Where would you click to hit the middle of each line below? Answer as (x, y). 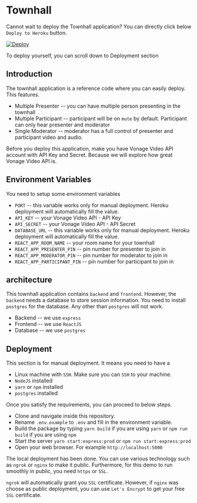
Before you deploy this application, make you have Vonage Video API (90, 148)
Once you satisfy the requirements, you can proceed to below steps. (89, 405)
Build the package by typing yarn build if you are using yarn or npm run (101, 429)
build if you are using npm (45, 435)
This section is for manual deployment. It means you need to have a (88, 363)
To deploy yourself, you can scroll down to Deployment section (82, 55)
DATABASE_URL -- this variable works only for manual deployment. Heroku (102, 230)
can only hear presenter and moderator (62, 125)
